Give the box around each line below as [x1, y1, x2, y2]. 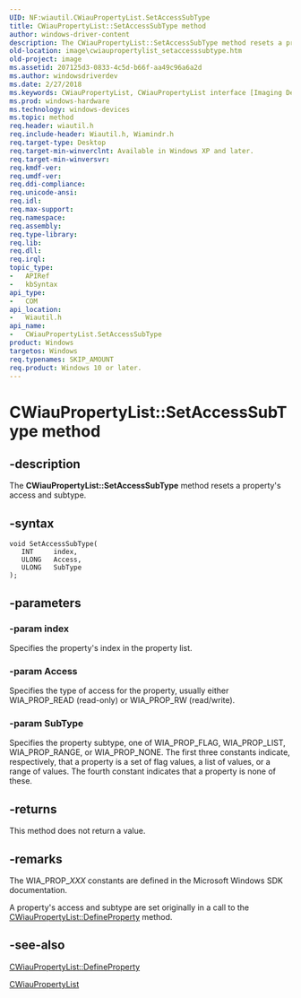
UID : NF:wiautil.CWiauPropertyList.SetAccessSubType [9, 13, 211, 22]
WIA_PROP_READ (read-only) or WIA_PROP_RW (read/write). [9, 695, 236, 706]
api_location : [9, 305, 63, 314]
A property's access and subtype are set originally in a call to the [9, 902, 250, 913]
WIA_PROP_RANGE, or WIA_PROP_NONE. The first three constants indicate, [9, 747, 291, 758]
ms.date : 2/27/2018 [9, 80, 82, 89]
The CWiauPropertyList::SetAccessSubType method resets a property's [9, 481, 281, 491]
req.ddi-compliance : [9, 180, 87, 189]
